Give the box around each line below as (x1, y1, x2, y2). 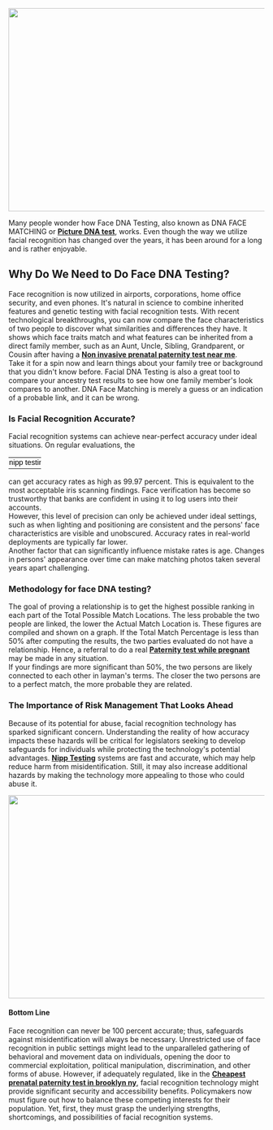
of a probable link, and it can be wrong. (8, 393, 140, 402)
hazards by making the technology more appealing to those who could (8, 770, 245, 780)
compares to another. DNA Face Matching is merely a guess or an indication (8, 384, 264, 393)
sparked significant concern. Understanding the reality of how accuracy (8, 727, 249, 737)
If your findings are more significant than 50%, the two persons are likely (8, 663, 253, 672)
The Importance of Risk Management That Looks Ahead (8, 700, 234, 711)
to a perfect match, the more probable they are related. (8, 680, 193, 689)
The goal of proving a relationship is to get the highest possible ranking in (8, 602, 254, 611)
